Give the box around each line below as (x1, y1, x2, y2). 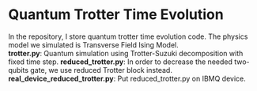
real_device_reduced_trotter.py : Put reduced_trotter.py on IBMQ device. (8, 74, 247, 83)
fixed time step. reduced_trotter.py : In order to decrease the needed (8, 57, 233, 66)
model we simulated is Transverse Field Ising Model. (8, 40, 180, 49)
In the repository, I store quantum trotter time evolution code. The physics (8, 32, 248, 41)
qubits (8, 65, 29, 74)
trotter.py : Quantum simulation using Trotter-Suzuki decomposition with (8, 48, 244, 58)
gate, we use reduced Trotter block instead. (30, 65, 172, 74)
